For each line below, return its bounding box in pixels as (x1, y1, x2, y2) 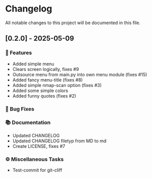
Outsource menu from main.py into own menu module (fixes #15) (12, 71, 147, 77)
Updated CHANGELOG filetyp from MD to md (12, 138, 107, 144)
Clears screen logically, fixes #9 (12, 66, 79, 72)
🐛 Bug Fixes (5, 105, 34, 112)
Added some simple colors (12, 87, 68, 94)
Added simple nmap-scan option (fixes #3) (12, 82, 102, 88)
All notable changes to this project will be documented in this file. (5, 20, 141, 26)
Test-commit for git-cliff (12, 167, 62, 173)
